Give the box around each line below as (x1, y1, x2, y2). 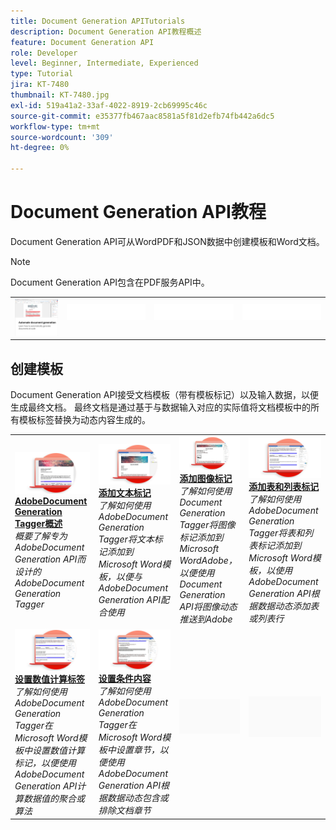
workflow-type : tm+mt (10, 121, 101, 132)
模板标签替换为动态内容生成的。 (18, 414, 151, 426)
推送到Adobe (179, 613, 233, 625)
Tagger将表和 (248, 526, 305, 539)
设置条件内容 (98, 672, 152, 684)
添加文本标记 (98, 486, 152, 499)
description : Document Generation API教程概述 (10, 26, 202, 37)
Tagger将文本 (98, 533, 155, 545)
